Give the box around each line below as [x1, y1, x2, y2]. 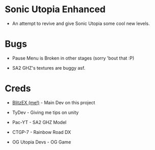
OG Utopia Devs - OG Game [12, 139, 71, 145]
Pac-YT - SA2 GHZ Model [12, 119, 67, 125]
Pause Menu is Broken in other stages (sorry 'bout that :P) [12, 55, 135, 61]
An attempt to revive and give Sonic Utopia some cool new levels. [12, 20, 150, 26]
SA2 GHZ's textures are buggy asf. [12, 65, 86, 71]
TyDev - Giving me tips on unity [12, 109, 79, 115]
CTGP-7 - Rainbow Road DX [12, 129, 71, 135]
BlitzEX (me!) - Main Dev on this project [12, 99, 95, 105]
